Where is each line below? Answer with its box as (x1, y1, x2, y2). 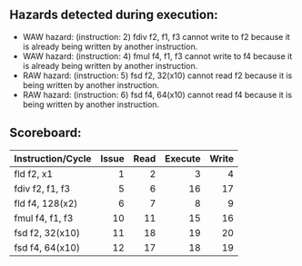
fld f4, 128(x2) (14, 197, 78, 210)
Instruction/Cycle (14, 152, 92, 164)
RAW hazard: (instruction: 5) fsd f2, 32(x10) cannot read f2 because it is (22, 70, 293, 81)
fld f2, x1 (14, 167, 53, 180)
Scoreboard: (9, 125, 82, 141)
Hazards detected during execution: (9, 7, 218, 23)
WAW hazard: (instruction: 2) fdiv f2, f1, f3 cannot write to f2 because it (22, 31, 291, 42)
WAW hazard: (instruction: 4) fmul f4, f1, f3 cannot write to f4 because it (22, 50, 293, 62)
